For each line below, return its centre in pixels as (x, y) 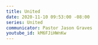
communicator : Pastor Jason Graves (49, 28)
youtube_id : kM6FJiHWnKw (36, 33)
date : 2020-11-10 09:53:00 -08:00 (48, 17)
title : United (23, 11)
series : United (24, 22)
